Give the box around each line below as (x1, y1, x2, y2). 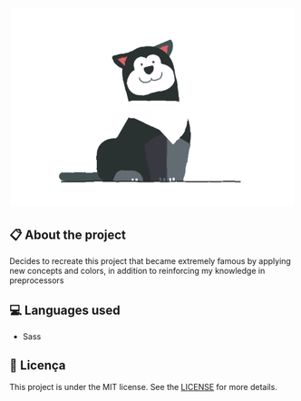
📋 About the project (9, 228, 127, 243)
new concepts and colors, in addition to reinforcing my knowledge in (9, 266, 266, 277)
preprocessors (9, 275, 64, 286)
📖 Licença (9, 357, 66, 373)
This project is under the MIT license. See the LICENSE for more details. (9, 382, 278, 393)
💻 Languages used (9, 302, 121, 318)
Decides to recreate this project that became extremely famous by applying (9, 256, 292, 267)
